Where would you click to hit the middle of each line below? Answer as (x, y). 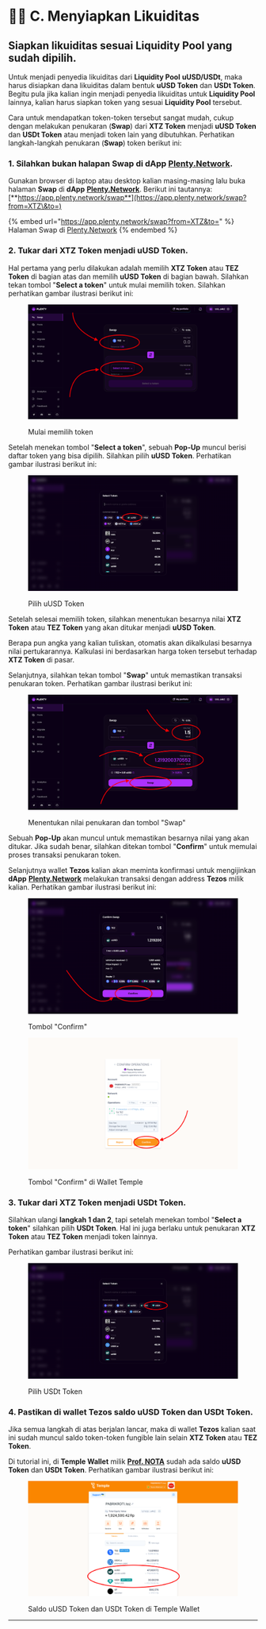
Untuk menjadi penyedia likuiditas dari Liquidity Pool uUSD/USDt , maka (125, 77)
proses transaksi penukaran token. (65, 855)
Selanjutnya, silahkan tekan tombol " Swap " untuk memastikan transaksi (125, 675)
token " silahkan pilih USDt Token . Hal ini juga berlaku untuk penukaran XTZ (132, 1228)
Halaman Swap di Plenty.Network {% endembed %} (93, 230)
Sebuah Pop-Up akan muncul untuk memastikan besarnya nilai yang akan (129, 838)
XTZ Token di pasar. (42, 659)
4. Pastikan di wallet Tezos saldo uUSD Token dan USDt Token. (131, 1411)
